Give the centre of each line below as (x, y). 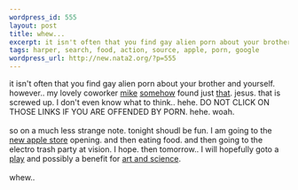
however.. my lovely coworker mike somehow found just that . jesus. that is (145, 93)
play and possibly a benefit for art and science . (95, 159)
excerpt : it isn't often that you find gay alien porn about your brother (150, 42)
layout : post (33, 26)
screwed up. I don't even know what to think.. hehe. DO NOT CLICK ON (140, 102)
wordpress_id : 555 (43, 17)
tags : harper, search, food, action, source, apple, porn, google (134, 50)
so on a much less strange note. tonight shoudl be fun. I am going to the (141, 130)
